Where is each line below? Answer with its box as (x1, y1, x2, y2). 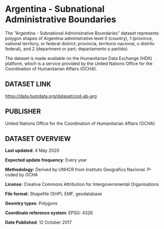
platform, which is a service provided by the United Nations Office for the (5, 60, 153, 66)
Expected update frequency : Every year (5, 157, 87, 163)
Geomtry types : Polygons (5, 200, 58, 206)
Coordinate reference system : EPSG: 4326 (5, 210, 93, 216)
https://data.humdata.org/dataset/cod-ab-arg (5, 93, 97, 99)
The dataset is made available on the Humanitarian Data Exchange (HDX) (5, 55, 153, 61)
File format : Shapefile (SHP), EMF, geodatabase (5, 191, 102, 197)
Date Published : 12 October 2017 (5, 220, 72, 226)
